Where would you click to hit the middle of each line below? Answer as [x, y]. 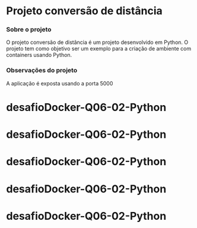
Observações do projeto [42, 71]
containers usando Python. [39, 55]
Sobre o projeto [29, 30]
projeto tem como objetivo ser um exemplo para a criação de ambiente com [99, 49]
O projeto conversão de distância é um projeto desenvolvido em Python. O [97, 42]
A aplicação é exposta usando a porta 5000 [60, 83]
